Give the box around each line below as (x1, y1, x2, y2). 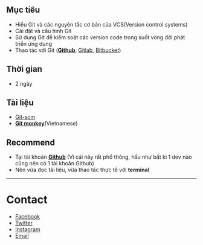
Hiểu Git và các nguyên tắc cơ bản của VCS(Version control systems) (14, 21, 188, 28)
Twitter (14, 220, 33, 227)
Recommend (6, 137, 56, 147)
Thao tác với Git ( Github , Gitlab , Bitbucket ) (14, 46, 121, 54)
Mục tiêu (6, 5, 40, 15)
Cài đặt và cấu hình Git (14, 27, 72, 34)
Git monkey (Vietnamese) (14, 120, 78, 127)
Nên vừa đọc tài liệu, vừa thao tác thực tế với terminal (14, 166, 150, 174)
